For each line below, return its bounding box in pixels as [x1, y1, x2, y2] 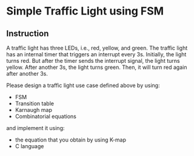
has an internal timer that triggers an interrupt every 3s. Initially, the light [6, 51, 187, 58]
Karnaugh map [15, 106, 53, 113]
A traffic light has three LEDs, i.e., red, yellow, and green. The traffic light [6, 44, 188, 51]
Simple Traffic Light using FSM [6, 4, 164, 18]
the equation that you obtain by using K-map [15, 136, 126, 143]
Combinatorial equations [15, 113, 77, 120]
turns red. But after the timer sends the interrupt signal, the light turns [6, 57, 180, 64]
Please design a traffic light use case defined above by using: [6, 82, 160, 89]
